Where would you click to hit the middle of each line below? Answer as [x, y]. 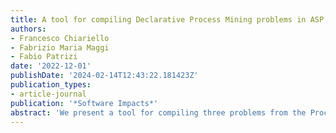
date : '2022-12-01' [51, 66]
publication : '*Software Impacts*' [84, 103]
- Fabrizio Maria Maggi [60, 47]
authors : [28, 29]
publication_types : [51, 85]
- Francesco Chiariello [60, 38]
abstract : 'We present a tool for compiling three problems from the [158, 112]
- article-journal [48, 94]
